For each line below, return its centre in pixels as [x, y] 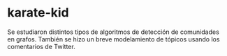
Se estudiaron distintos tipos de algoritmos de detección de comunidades [113, 32]
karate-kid [38, 13]
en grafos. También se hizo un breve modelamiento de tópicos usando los [113, 39]
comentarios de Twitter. [41, 46]
